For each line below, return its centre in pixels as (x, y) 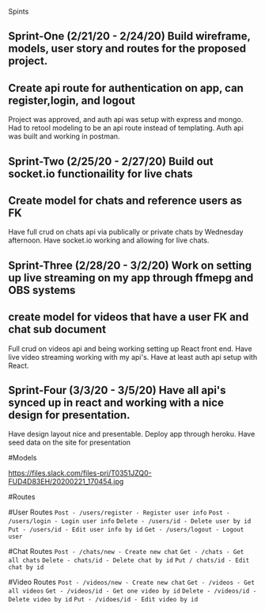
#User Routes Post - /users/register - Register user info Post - (119, 512)
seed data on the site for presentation (70, 442)
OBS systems (42, 290)
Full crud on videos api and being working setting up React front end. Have (130, 349)
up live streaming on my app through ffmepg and (131, 278)
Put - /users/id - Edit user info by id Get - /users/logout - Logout (126, 530)
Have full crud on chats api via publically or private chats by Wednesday (126, 232)
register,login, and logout (72, 100)
